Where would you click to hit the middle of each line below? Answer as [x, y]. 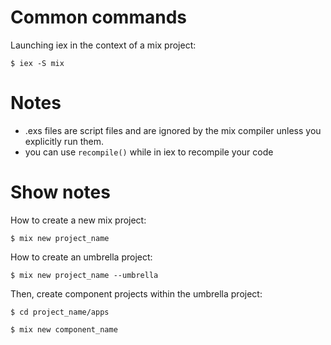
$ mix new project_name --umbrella [84, 275]
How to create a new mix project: [78, 220]
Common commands [98, 17]
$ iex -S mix [37, 63]
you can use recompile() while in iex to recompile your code [149, 152]
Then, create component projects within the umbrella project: [136, 293]
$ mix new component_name [64, 329]
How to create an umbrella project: [81, 257]
